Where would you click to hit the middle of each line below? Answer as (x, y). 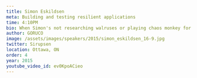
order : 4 (17, 55)
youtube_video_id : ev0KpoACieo (45, 66)
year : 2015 (19, 60)
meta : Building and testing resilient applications (71, 17)
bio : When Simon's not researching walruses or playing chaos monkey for (99, 28)
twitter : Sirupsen (29, 45)
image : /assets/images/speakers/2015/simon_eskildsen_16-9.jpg (86, 39)
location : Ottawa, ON (33, 50)
